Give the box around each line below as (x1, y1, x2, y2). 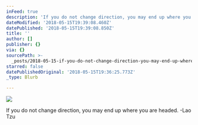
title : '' (6, 31, 31, 37)
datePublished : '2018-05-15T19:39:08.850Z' (6, 25, 115, 31)
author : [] (6, 36, 33, 42)
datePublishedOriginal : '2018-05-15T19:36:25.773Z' (6, 69, 136, 75)
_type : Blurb (6, 74, 38, 80)
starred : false (6, 63, 44, 70)
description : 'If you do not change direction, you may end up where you (6, 14, 192, 20)
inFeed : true (6, 8, 38, 15)
